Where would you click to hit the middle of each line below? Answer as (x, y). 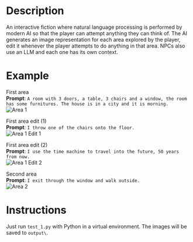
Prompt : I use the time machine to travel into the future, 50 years (93, 151)
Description (35, 11)
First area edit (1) (26, 121)
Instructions (36, 210)
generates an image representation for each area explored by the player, (93, 39)
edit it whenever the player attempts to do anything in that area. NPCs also (96, 46)
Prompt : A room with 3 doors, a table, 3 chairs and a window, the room (96, 98)
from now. (18, 157)
